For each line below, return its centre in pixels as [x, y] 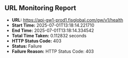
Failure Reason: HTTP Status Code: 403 [53, 51]
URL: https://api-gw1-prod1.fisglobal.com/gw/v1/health [67, 20]
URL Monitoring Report [41, 8]
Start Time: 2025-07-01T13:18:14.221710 [53, 25]
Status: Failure [27, 46]
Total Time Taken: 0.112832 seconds [49, 35]
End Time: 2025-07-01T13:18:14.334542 [53, 30]
